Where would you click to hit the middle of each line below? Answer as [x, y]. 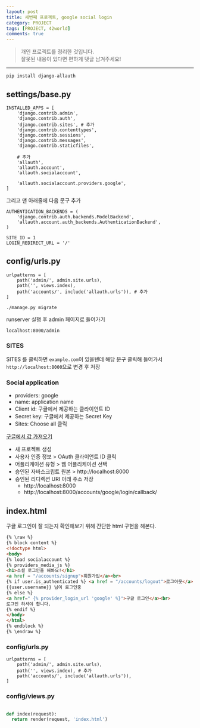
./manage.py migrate [32, 307]
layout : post [22, 12]
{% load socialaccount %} [38, 559]
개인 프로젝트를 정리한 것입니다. [57, 52]
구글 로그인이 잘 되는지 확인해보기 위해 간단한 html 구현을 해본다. [81, 526]
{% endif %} [21, 609]
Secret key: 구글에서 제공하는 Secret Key [63, 417]
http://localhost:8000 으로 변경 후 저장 [53, 367]
